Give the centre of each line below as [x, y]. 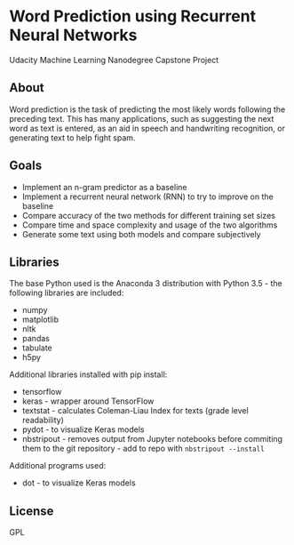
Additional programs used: [58, 466]
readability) [43, 421]
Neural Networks [73, 35]
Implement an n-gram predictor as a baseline [104, 187]
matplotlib [40, 320]
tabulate [37, 348]
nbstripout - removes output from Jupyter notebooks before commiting [152, 439]
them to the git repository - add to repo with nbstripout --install [143, 449]
